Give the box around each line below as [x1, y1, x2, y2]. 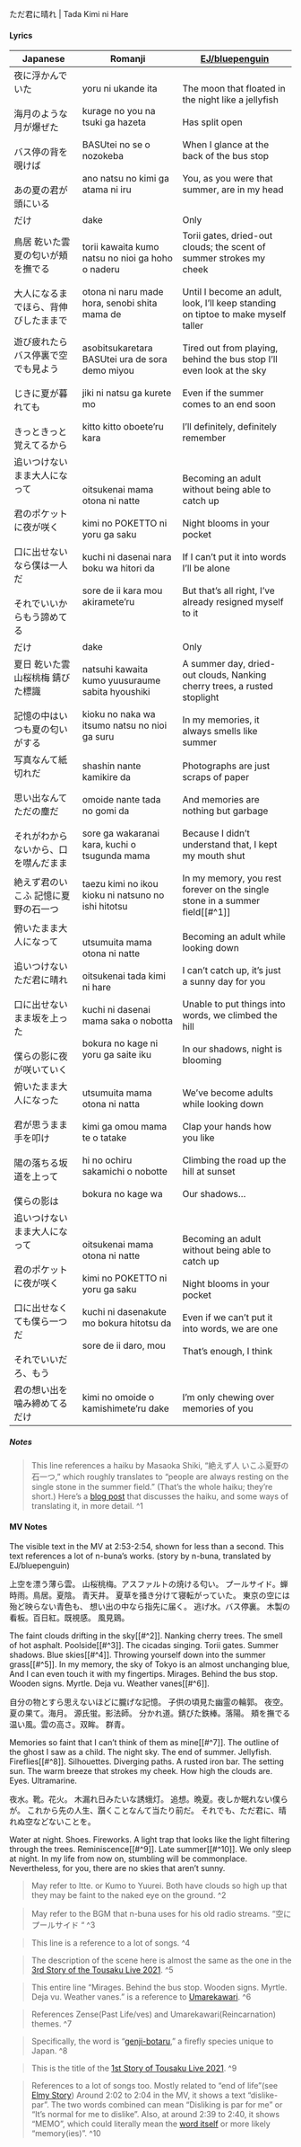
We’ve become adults [182, 1087, 273, 1099]
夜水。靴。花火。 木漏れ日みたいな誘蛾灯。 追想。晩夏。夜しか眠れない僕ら [9, 1794, 288, 1805]
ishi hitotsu [82, 900, 128, 913]
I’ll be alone [182, 562, 231, 574]
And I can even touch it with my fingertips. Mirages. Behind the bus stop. [9, 1669, 278, 1680]
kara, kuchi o [82, 838, 137, 851]
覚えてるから [13, 439, 68, 452]
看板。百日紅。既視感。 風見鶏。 [9, 1612, 130, 1623]
